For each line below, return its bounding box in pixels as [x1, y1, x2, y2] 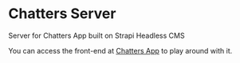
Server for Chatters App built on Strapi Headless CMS [8, 31, 185, 40]
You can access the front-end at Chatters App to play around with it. [8, 46, 233, 55]
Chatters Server [8, 5, 116, 23]
